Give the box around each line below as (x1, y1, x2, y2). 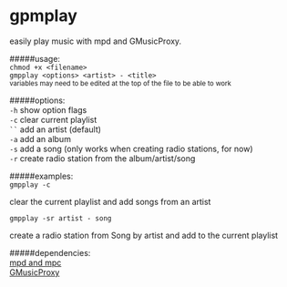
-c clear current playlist (9, 114, 97, 125)
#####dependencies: (9, 247, 91, 258)
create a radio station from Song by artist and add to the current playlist (9, 230, 279, 241)
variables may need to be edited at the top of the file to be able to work (9, 78, 232, 87)
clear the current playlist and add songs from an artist (9, 196, 211, 207)
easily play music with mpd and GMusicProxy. (9, 36, 182, 46)
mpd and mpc (9, 257, 62, 268)
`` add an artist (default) (9, 124, 102, 135)
